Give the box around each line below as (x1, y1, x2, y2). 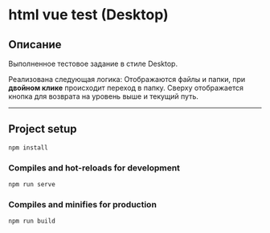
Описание (8, 38, 62, 51)
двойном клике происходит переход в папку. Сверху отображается (8, 83, 243, 92)
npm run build (8, 217, 56, 226)
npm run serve (8, 181, 56, 189)
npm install (8, 143, 48, 152)
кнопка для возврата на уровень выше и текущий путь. (8, 92, 198, 101)
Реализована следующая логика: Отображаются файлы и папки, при (8, 75, 246, 84)
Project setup (8, 122, 78, 136)
